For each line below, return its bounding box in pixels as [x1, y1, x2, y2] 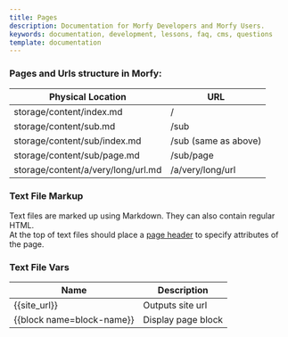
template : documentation [9, 37, 102, 47]
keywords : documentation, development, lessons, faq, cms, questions [9, 29, 274, 38]
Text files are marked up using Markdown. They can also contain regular [9, 210, 276, 221]
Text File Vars [9, 260, 70, 273]
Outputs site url [142, 300, 208, 312]
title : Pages [9, 12, 58, 22]
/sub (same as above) [170, 135, 262, 147]
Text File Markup [9, 190, 84, 202]
